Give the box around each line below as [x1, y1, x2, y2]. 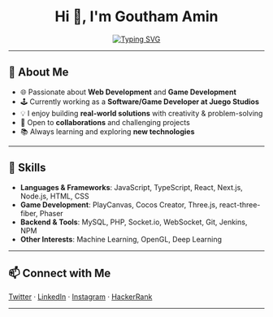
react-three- [219, 199, 261, 210]
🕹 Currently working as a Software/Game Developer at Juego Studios [19, 97, 260, 106]
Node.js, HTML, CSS [19, 191, 89, 201]
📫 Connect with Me [8, 266, 111, 280]
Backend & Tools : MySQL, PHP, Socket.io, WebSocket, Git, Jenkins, [19, 217, 248, 227]
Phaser [39, 208, 63, 218]
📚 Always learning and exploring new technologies [19, 126, 195, 137]
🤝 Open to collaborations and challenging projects [19, 117, 191, 127]
